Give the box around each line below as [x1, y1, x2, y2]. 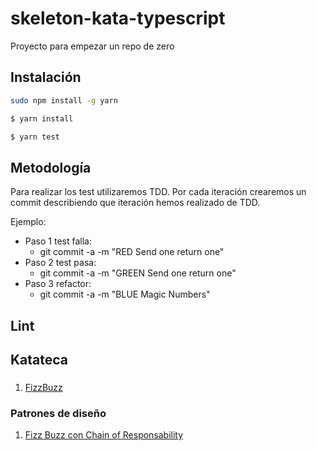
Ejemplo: [10, 216, 47, 228]
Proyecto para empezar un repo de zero [10, 40, 175, 52]
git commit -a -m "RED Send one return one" [39, 246, 225, 258]
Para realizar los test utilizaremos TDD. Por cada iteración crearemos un [10, 186, 307, 198]
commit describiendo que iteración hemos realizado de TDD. [10, 197, 261, 209]
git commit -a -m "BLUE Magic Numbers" [39, 288, 211, 301]
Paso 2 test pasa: [24, 257, 97, 269]
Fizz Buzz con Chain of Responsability [24, 429, 184, 441]
